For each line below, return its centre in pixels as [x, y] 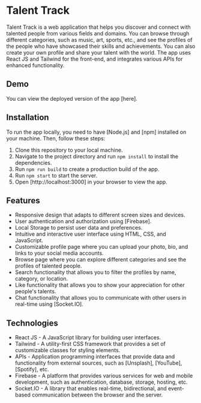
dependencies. [33, 163]
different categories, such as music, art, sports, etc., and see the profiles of [100, 40]
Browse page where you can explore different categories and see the [100, 260]
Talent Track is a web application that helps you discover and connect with [98, 27]
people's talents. [35, 291]
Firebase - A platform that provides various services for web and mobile [104, 376]
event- [176, 389]
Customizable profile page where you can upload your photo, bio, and [101, 247]
